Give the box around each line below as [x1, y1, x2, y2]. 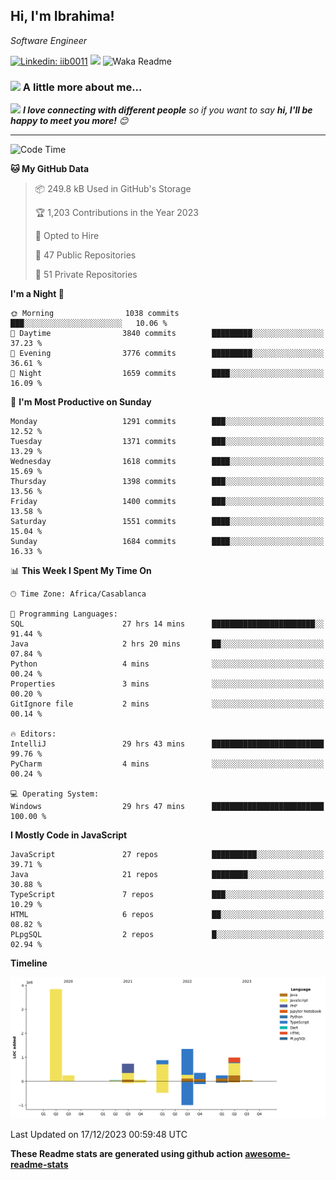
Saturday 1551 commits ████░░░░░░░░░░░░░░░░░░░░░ [10, 517, 325, 527]
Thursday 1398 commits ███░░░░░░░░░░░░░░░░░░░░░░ [10, 477, 325, 487]
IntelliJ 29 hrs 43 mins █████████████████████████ [10, 739, 325, 749]
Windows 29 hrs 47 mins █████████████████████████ [10, 802, 325, 812]
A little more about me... [22, 80, 143, 94]
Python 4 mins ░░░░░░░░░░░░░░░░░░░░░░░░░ [10, 659, 325, 669]
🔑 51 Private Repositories [34, 269, 138, 281]
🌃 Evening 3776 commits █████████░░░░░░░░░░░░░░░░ [10, 349, 325, 359]
